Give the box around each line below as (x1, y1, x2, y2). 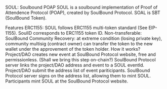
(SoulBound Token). (5, 15, 47, 21)
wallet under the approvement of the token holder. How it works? (5, 46, 141, 52)
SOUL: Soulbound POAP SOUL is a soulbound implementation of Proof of (5, 5, 158, 10)
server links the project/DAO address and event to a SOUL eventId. (5, 62, 145, 68)
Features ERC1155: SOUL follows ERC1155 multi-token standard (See (5, 25, 148, 31)
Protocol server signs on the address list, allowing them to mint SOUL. (5, 73, 151, 78)
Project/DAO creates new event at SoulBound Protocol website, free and (5, 51, 156, 57)
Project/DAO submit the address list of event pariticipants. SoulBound (5, 67, 150, 73)
